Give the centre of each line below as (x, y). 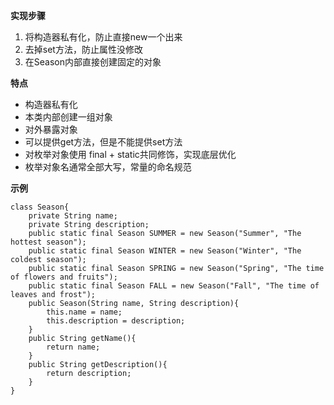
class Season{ (40, 207)
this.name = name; (84, 312)
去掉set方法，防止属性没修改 (83, 49)
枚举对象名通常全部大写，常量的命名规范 (108, 167)
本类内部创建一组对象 (68, 117)
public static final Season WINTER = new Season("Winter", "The (165, 251)
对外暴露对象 (51, 129)
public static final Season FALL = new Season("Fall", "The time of (174, 286)
